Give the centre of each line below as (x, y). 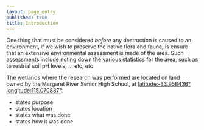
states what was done (43, 115)
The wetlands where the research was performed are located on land (93, 78)
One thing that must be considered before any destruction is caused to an (99, 41)
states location (34, 109)
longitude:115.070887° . (34, 91)
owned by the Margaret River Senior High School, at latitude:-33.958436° (98, 84)
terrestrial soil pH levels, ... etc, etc (50, 66)
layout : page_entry (31, 12)
